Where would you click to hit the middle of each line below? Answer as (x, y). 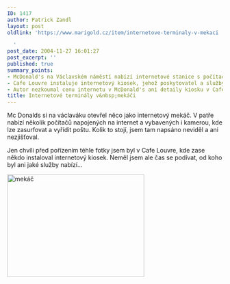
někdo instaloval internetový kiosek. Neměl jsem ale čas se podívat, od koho (115, 157)
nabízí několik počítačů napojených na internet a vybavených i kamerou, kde (115, 122)
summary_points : (30, 70)
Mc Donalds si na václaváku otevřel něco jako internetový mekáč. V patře (111, 115)
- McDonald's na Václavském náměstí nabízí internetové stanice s (104, 77)
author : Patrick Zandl (39, 20)
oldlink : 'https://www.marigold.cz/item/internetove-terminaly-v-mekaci (113, 33)
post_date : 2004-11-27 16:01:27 (53, 51)
